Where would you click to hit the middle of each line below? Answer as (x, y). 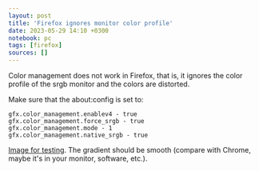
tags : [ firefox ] (35, 46)
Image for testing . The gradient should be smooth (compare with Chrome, (130, 150)
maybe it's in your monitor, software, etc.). (78, 158)
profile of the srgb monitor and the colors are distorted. (99, 84)
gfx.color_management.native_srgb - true (78, 135)
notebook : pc (30, 38)
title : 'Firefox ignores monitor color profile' (91, 23)
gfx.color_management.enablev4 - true (73, 114)
